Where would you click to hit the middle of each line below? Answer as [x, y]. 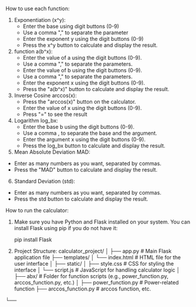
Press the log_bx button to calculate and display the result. [94, 146]
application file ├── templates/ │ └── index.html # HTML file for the [97, 257]
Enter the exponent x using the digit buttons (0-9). [84, 83]
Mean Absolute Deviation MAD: [52, 152]
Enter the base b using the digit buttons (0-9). [79, 127]
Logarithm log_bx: [36, 120]
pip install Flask [33, 240]
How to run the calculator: [37, 210]
